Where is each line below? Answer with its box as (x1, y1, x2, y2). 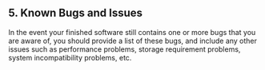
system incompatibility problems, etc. (8, 52, 132, 62)
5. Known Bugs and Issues (8, 6, 143, 20)
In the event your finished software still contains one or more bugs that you (8, 27, 256, 37)
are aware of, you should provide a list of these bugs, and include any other (8, 36, 258, 45)
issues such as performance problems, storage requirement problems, (8, 44, 241, 54)
